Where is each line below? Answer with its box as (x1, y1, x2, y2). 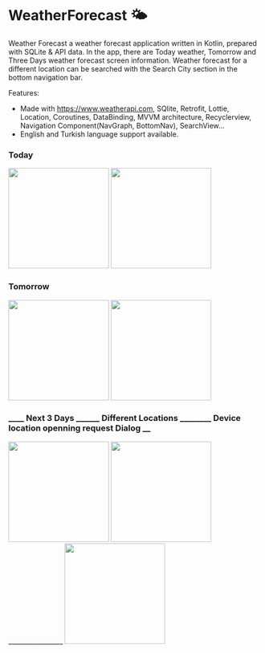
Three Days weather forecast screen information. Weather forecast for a (8, 55, 247, 65)
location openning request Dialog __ (8, 422, 151, 434)
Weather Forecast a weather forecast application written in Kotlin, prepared (8, 38, 257, 48)
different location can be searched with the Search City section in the (8, 63, 238, 73)
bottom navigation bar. (8, 72, 83, 82)
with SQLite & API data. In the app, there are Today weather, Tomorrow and (8, 47, 257, 56)
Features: (8, 88, 40, 97)
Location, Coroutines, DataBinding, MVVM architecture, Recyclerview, (19, 112, 251, 121)
